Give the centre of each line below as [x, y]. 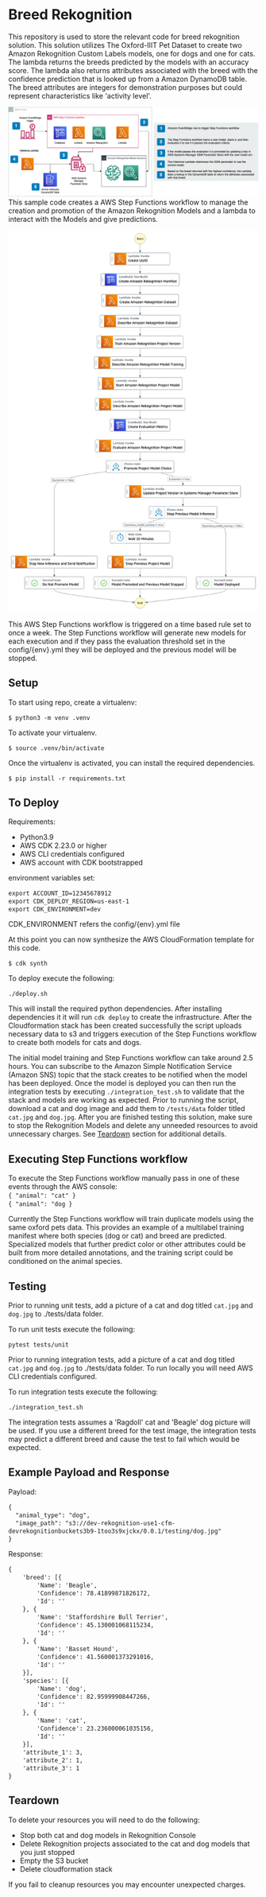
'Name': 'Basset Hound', [78, 1649]
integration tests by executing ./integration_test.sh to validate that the [126, 1092]
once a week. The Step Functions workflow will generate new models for [127, 632]
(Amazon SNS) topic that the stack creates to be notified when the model [128, 1075]
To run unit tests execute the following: [72, 1329]
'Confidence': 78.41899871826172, [94, 1593]
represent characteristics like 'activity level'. [80, 95]
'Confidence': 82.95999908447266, [94, 1697]
